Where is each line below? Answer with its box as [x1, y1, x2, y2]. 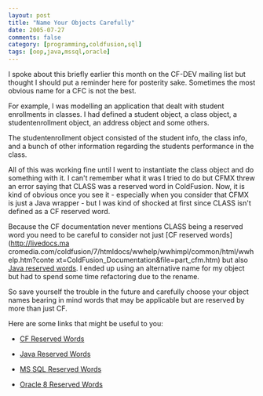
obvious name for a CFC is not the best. [8, 86, 137, 95]
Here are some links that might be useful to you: [8, 319, 163, 328]
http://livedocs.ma [10, 238, 70, 248]
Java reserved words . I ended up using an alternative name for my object [8, 263, 245, 273]
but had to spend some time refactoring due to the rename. [8, 272, 200, 281]
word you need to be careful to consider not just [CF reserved [8, 231, 208, 239]
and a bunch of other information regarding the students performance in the [8, 142, 254, 151]
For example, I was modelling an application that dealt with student [8, 101, 225, 111]
